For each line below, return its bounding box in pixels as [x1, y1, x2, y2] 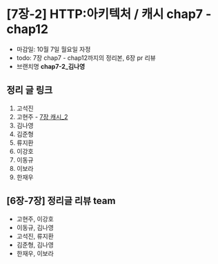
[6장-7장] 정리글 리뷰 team [6, 195, 116, 207]
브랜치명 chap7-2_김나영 [16, 62, 86, 70]
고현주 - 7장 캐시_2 [16, 112, 68, 121]
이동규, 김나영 [16, 223, 54, 232]
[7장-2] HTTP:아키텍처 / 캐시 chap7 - [6, 6, 212, 22]
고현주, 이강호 [16, 214, 54, 223]
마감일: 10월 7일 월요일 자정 [16, 45, 91, 53]
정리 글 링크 [6, 84, 53, 97]
